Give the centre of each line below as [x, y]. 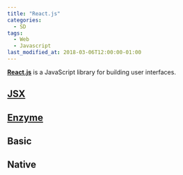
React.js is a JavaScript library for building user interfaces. [91, 72]
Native [22, 165]
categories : [24, 20]
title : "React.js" [34, 14]
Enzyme [25, 118]
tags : [15, 33]
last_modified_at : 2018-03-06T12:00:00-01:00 [74, 53]
